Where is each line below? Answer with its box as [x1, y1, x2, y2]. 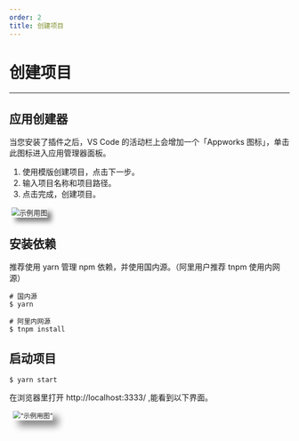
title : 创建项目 [9, 21, 64, 30]
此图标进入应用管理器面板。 [9, 148, 111, 158]
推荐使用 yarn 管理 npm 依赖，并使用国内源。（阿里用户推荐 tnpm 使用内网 [9, 261, 280, 272]
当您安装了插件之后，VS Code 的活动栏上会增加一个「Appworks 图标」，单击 [9, 137, 290, 148]
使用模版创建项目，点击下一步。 [21, 166, 140, 178]
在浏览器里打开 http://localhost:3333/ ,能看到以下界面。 [9, 392, 214, 403]
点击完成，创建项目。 [21, 188, 101, 200]
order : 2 [9, 12, 42, 22]
